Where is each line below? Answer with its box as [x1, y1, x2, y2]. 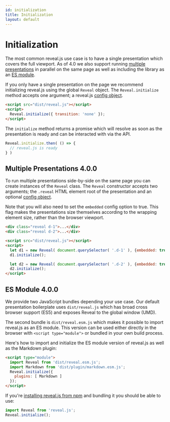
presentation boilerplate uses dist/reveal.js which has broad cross [5, 304, 148, 310]
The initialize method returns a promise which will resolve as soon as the [5, 125, 163, 132]
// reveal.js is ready [10, 145, 58, 150]
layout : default [5, 17, 39, 22]
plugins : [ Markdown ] [14, 374, 62, 379]
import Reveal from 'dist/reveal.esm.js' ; [10, 360, 101, 365]
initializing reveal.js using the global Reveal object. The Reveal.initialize [5, 87, 159, 93]
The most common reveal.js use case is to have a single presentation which [5, 55, 163, 61]
